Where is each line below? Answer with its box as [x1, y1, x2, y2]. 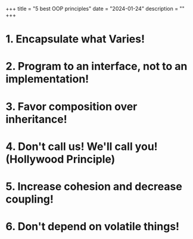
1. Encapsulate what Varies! [5, 32, 145, 46]
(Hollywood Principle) [5, 152, 116, 166]
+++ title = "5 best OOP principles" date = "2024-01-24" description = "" [5, 5, 185, 12]
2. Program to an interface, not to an [5, 60, 188, 73]
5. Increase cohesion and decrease [5, 179, 182, 193]
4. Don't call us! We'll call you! [5, 140, 158, 153]
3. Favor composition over [5, 100, 138, 113]
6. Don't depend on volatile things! [5, 220, 180, 234]
